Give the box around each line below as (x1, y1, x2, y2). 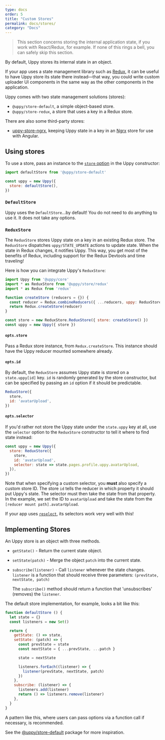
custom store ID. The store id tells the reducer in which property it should (5, 486, 154, 492)
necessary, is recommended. (5, 720, 64, 726)
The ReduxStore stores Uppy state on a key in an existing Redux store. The (5, 237, 155, 243)
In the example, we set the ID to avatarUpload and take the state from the (5, 496, 153, 502)
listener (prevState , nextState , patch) (23, 669, 105, 674)
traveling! (5, 258, 24, 264)
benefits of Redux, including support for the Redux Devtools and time (5, 253, 145, 259)
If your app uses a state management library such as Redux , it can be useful (5, 68, 159, 74)
